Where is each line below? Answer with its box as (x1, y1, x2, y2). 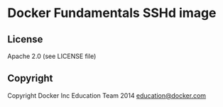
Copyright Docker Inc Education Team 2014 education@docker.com (7, 91, 207, 100)
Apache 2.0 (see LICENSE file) (7, 52, 97, 60)
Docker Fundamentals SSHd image (7, 5, 217, 21)
